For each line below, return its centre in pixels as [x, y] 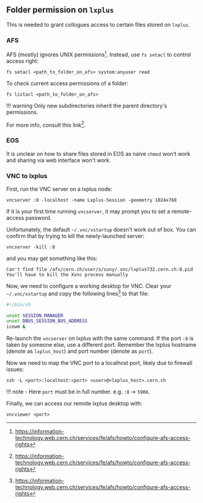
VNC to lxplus [27, 176]
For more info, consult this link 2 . [46, 124]
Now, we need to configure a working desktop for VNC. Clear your [89, 286]
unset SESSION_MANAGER [35, 315]
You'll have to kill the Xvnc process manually [67, 275]
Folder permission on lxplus [60, 10]
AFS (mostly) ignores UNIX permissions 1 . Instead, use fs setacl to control [99, 54]
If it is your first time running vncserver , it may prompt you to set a [88, 212]
